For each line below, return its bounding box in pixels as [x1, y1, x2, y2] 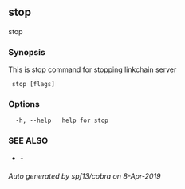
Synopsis [8, 46, 45, 57]
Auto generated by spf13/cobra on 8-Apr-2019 [8, 171, 161, 181]
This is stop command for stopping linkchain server [8, 65, 177, 74]
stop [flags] [11, 81, 56, 89]
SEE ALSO [8, 135, 49, 146]
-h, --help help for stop [15, 116, 109, 125]
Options [8, 99, 40, 110]
